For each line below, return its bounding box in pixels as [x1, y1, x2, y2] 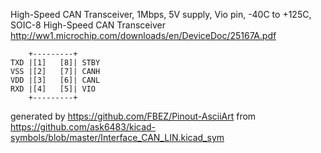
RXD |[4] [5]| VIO [10, 84, 97, 94]
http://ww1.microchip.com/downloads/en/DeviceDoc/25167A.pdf [10, 30, 277, 41]
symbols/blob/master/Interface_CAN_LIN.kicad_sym [10, 132, 225, 143]
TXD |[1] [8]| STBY [10, 58, 101, 68]
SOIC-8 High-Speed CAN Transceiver [10, 19, 166, 31]
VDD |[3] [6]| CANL [10, 75, 101, 85]
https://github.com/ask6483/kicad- [10, 121, 157, 133]
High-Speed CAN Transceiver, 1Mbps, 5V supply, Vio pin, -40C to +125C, [10, 9, 312, 20]
